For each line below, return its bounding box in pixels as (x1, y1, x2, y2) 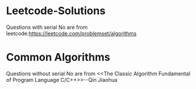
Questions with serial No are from (6, 24, 88, 31)
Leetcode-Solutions (6, 4, 106, 18)
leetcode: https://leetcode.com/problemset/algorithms (6, 29, 137, 37)
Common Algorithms (6, 51, 110, 64)
